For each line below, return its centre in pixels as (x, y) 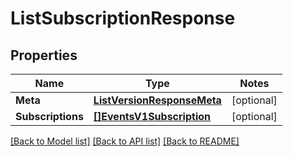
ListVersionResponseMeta (157, 100)
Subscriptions (49, 116)
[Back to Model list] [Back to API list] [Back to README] (125, 141)
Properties (44, 55)
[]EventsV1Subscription (152, 116)
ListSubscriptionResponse (123, 18)
